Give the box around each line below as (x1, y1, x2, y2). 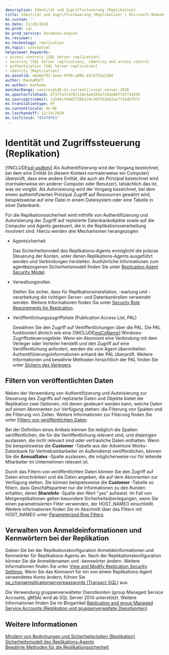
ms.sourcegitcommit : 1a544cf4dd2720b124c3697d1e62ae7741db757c (5, 96, 141, 102)
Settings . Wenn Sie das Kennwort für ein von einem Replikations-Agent (5, 569, 152, 575)
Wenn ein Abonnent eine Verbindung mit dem (63, 335, 157, 341)
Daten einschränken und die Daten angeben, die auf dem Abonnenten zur (5, 474, 158, 480)
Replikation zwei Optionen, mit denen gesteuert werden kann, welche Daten (5, 400, 162, 407)
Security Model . (12, 269, 46, 275)
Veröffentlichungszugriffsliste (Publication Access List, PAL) (12, 314, 137, 321)
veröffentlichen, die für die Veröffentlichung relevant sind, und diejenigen (5, 432, 157, 438)
